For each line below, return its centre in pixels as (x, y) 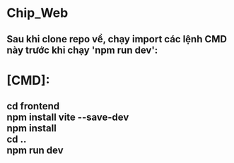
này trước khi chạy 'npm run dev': (82, 50)
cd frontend (33, 106)
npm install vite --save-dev (68, 117)
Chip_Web (37, 13)
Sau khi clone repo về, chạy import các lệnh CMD (117, 39)
